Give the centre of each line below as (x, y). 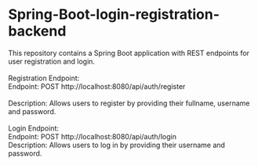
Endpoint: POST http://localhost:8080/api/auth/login (92, 136)
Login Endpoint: (33, 128)
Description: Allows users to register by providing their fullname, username (129, 103)
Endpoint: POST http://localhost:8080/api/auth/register (97, 86)
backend (37, 31)
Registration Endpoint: (44, 78)
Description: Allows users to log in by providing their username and (117, 145)
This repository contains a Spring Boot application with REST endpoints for (129, 53)
